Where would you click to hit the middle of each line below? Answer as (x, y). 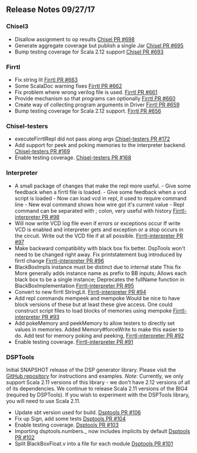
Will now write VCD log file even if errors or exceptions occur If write (97, 223)
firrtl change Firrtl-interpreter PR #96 (59, 260)
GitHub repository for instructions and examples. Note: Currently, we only (95, 376)
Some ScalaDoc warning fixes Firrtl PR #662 (68, 86)
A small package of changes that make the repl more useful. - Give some (103, 186)
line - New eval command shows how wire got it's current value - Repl (99, 204)
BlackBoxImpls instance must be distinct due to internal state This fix (98, 267)
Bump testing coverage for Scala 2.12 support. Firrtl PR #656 (88, 110)
